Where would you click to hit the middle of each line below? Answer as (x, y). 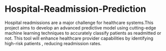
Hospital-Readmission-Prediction (75, 9)
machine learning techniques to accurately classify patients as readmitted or (83, 33)
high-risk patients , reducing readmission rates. (53, 43)
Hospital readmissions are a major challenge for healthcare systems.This (79, 23)
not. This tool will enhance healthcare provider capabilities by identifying (79, 38)
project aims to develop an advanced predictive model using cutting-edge (80, 27)
